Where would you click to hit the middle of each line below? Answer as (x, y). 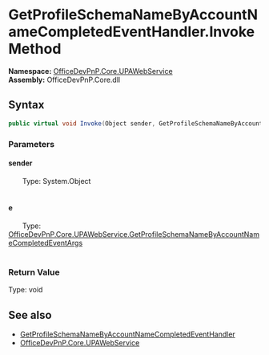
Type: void (26, 290)
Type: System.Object (57, 181)
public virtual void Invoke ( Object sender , (82, 123)
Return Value (34, 272)
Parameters (31, 144)
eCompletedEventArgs (46, 243)
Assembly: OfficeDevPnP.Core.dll (64, 80)
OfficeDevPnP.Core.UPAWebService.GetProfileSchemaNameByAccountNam (134, 234)
